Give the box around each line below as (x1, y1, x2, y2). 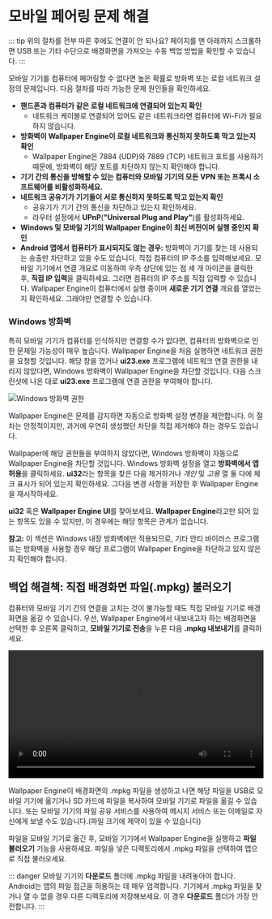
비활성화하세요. (54, 182, 104, 192)
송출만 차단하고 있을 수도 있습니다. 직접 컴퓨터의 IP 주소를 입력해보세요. (28, 252, 253, 262)
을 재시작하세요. (8, 489, 59, 499)
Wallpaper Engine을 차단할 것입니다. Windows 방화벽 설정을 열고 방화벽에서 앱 (8, 459, 259, 468)
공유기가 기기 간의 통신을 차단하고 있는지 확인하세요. (32, 202, 197, 212)
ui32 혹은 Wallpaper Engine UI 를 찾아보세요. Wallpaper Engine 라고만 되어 (8, 507, 251, 516)
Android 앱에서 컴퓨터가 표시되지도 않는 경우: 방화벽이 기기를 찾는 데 (19, 243, 237, 252)
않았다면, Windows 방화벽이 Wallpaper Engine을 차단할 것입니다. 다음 (23, 366, 247, 376)
